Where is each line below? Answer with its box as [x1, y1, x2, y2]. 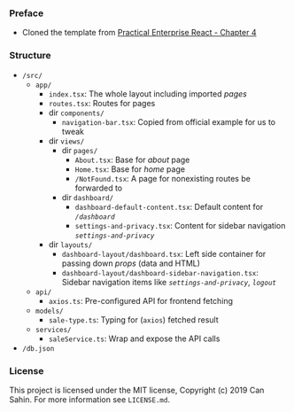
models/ [35, 307, 64, 315]
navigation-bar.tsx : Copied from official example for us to [61, 116, 276, 127]
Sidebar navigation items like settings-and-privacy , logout [61, 276, 277, 287]
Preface [9, 7, 44, 19]
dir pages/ [61, 144, 98, 155]
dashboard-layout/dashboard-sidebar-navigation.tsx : [61, 267, 259, 277]
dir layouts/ [48, 238, 93, 250]
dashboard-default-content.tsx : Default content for [74, 201, 264, 212]
